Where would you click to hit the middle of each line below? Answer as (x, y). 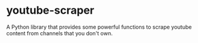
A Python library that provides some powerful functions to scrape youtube (99, 27)
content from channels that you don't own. (60, 33)
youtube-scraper (50, 10)
